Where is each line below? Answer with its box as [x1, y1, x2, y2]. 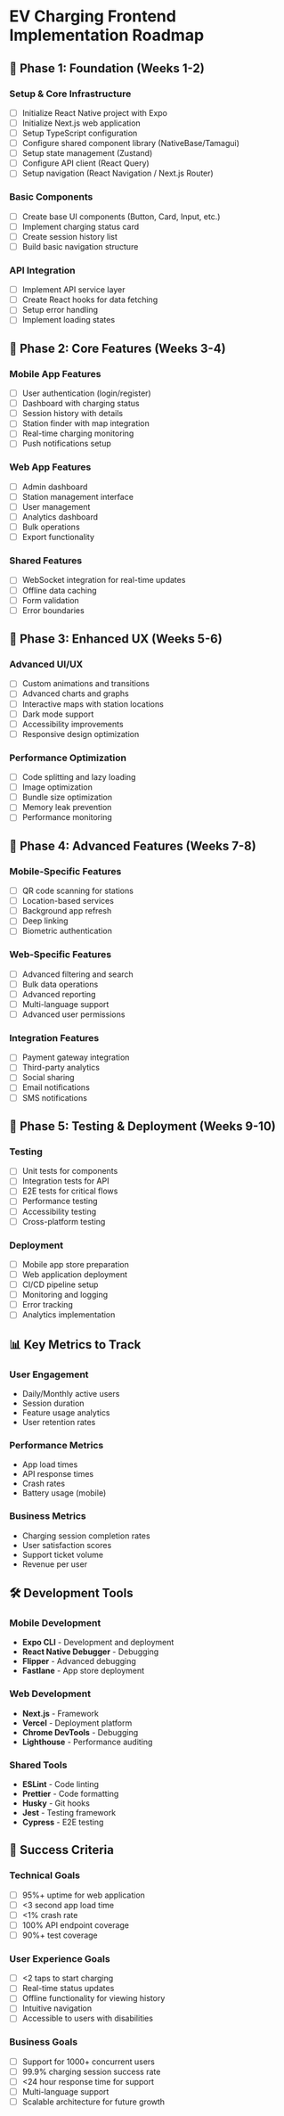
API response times [21, 1469, 94, 1480]
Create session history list [21, 231, 118, 242]
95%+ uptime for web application [21, 1890, 145, 1900]
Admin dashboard [21, 481, 88, 492]
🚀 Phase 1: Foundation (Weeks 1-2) [9, 61, 205, 76]
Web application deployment [21, 1269, 127, 1280]
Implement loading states [21, 315, 116, 325]
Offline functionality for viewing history [21, 1993, 166, 2004]
